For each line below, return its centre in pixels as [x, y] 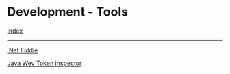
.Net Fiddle [23, 50]
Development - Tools [68, 12]
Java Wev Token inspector [44, 63]
